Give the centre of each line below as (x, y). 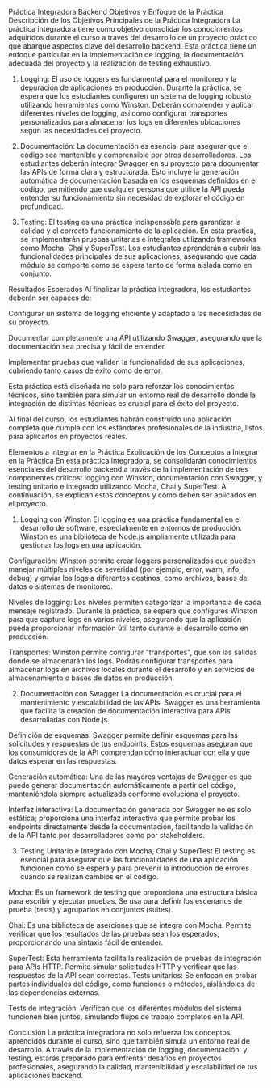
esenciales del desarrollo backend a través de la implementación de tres (129, 469)
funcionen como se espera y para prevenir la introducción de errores (135, 868)
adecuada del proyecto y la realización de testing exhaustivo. (110, 63)
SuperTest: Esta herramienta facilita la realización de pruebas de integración (135, 958)
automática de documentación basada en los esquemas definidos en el (138, 180)
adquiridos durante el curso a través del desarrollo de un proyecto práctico (133, 37)
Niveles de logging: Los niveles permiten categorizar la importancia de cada (135, 602)
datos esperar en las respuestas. (63, 761)
